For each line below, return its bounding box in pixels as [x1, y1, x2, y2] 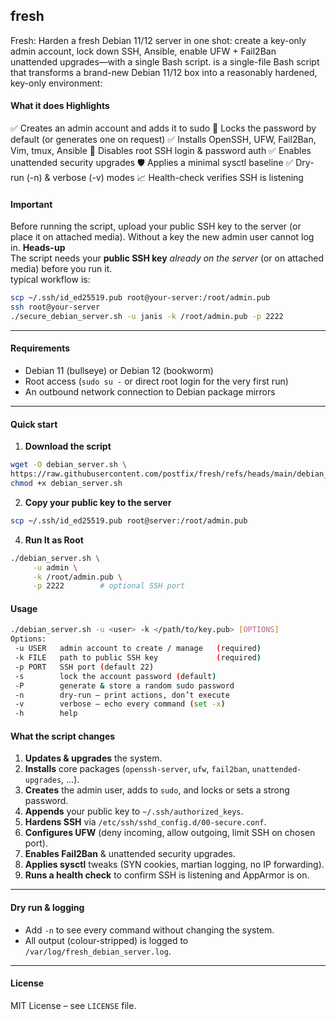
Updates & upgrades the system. [24, 752, 163, 764]
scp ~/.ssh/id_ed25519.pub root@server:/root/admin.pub [10, 515, 248, 526]
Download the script [24, 440, 112, 453]
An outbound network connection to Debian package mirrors [24, 386, 276, 398]
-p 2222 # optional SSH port [32, 581, 186, 591]
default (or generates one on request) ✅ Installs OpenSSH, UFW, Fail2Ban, [10, 134, 317, 146]
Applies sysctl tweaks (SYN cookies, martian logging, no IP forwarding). [24, 859, 325, 871]
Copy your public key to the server [24, 496, 172, 508]
